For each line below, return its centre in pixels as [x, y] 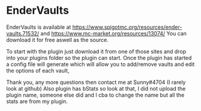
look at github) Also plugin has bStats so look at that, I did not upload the [96, 88]
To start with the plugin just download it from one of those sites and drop [96, 51]
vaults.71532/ [23, 33]
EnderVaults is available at [39, 27]
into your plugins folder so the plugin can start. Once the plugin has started [99, 58]
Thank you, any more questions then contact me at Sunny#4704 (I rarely [96, 82]
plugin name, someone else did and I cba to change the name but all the [95, 95]
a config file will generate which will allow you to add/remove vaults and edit [100, 64]
